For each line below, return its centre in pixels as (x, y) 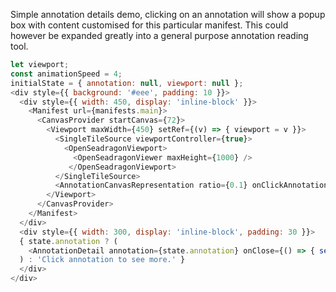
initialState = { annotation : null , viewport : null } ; (127, 83)
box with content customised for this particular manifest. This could (149, 25)
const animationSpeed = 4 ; (66, 74)
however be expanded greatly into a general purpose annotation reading (159, 35)
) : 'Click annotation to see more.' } (102, 260)
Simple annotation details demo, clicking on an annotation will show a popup (168, 14)
